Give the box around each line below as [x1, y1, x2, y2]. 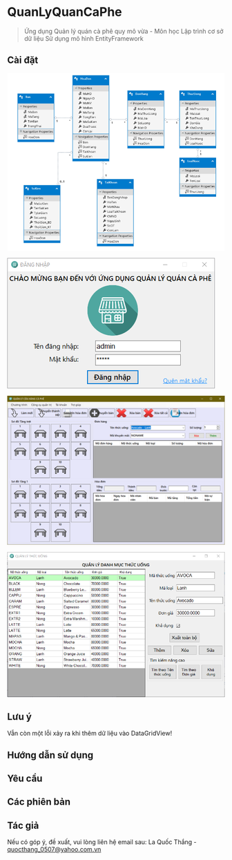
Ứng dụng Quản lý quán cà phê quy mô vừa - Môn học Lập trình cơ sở [23, 27, 224, 35]
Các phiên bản [7, 796, 71, 808]
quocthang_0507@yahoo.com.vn [7, 845, 101, 854]
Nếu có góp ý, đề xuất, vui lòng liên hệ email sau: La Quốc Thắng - [7, 838, 197, 846]
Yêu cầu [7, 773, 43, 785]
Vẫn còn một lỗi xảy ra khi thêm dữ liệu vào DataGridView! [7, 729, 173, 738]
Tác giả [7, 819, 39, 831]
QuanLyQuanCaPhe [7, 4, 122, 20]
